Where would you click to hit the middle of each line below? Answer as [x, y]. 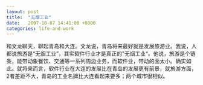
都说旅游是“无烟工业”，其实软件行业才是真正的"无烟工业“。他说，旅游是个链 [101, 54]
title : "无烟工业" [29, 17]
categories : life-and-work [40, 28]
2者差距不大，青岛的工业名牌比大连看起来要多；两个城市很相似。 [87, 76]
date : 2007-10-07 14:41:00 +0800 [51, 23]
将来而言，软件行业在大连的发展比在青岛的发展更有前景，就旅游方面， [109, 69]
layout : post [23, 12]
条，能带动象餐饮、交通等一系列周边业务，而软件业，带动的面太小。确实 [96, 61]
